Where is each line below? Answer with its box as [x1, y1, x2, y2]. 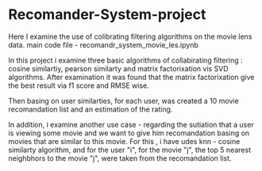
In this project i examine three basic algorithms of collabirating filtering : [8, 55, 244, 65]
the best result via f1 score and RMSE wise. [8, 81, 149, 90]
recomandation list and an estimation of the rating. [8, 104, 173, 114]
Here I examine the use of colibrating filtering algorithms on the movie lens [8, 32, 252, 41]
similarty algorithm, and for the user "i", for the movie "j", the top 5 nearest [8, 145, 252, 154]
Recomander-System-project [8, 6, 206, 24]
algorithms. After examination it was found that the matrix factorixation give [8, 72, 255, 82]
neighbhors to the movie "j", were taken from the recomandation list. [8, 153, 232, 163]
